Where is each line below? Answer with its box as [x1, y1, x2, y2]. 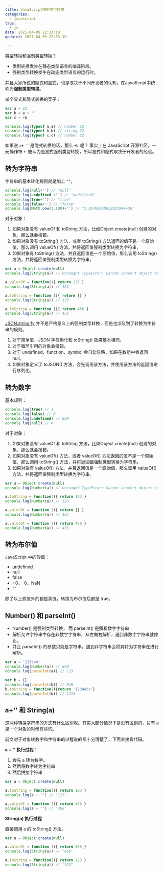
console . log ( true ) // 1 [5, 407, 54, 412]
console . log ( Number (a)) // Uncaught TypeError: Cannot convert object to [5, 485, 159, 490]
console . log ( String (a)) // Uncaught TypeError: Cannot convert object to [5, 271, 159, 276]
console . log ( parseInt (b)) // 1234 [5, 691, 76, 696]
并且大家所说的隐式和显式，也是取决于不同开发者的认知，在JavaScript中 [5, 79, 151, 86]
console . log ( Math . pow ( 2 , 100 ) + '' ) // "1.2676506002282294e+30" [5, 206, 135, 211]
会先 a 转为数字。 [12, 757, 47, 763]
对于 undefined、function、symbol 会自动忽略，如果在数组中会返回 [12, 349, 148, 355]
